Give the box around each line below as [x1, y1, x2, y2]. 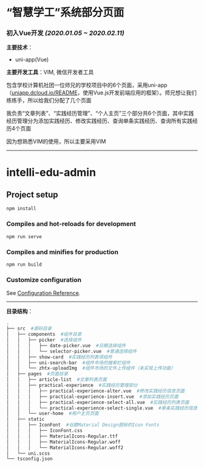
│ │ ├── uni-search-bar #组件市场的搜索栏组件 [6, 360, 131, 366]
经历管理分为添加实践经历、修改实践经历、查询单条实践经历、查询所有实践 [6, 117, 192, 125]
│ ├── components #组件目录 [6, 331, 82, 338]
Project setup [6, 190, 59, 200]
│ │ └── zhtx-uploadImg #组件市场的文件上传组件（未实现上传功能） [6, 365, 176, 372]
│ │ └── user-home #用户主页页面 [6, 411, 99, 417]
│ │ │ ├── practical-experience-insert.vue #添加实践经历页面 [6, 394, 179, 400]
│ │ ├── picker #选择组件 [6, 337, 82, 343]
